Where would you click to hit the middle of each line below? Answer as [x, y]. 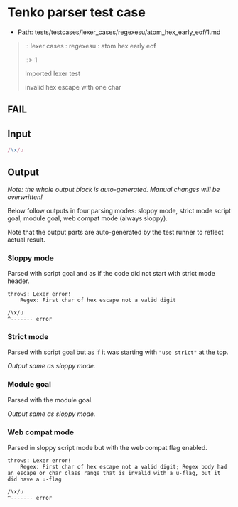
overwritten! [25, 197]
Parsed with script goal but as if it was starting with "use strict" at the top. [118, 352]
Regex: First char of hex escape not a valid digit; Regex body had [124, 467]
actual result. [26, 240]
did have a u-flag [34, 480]
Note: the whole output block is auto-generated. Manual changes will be [114, 189]
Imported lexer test [52, 73]
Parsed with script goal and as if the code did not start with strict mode [111, 274]
